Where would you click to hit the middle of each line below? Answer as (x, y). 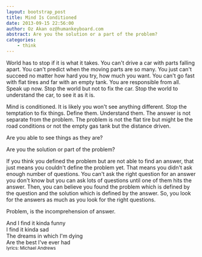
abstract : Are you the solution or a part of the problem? (82, 34)
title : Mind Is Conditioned (42, 18)
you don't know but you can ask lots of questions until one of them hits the (99, 180)
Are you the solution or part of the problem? (61, 149)
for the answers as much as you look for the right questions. (81, 200)
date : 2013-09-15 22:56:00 (40, 23)
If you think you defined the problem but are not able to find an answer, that (100, 161)
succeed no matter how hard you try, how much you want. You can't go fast (100, 76)
